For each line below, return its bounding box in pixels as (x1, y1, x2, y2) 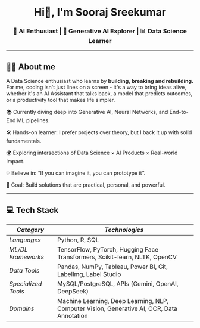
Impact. (6, 158, 25, 165)
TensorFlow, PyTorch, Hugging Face (57, 246, 159, 254)
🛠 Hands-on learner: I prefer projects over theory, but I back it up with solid (6, 129, 192, 136)
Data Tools (9, 267, 40, 275)
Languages (9, 236, 41, 244)
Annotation (57, 312, 88, 320)
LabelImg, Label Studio (57, 270, 121, 279)
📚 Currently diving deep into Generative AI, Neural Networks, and (6, 109, 168, 116)
